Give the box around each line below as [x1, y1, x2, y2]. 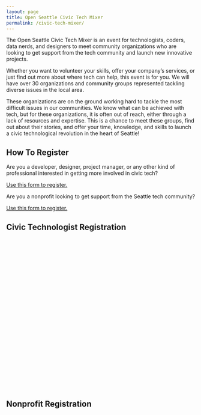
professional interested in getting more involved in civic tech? [6, 169, 158, 177]
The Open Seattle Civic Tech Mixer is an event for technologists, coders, [6, 37, 185, 44]
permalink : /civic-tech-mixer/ [6, 20, 85, 26]
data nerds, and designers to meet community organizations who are [6, 43, 177, 50]
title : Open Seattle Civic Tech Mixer [6, 14, 103, 20]
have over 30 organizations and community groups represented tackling [6, 80, 185, 87]
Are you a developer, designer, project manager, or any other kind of [6, 163, 175, 171]
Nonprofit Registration [6, 399, 92, 409]
